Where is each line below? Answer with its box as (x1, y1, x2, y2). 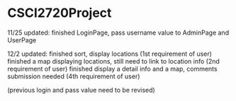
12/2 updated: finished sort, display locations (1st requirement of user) (7, 49, 213, 58)
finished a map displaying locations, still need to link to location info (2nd (7, 57, 220, 65)
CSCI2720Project (7, 5, 112, 21)
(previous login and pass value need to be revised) (7, 85, 156, 94)
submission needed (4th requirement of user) (7, 72, 140, 81)
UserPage (7, 35, 37, 44)
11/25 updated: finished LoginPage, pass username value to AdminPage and (7, 28, 229, 37)
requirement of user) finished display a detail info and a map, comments (7, 64, 218, 73)
